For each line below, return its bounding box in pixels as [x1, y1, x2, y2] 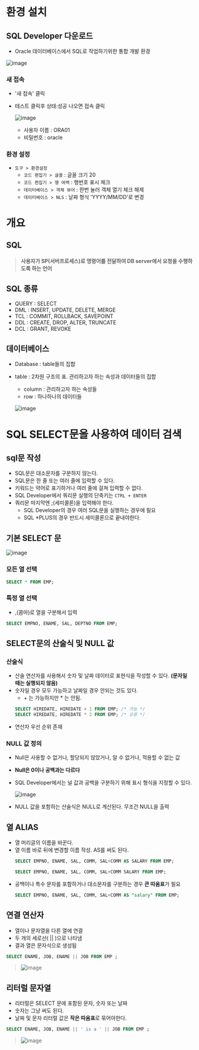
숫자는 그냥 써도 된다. [14, 1007, 64, 1014]
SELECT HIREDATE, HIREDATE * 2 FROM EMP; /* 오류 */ [14, 712, 146, 718]
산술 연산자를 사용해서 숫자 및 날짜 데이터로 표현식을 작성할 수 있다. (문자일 [14, 672, 188, 679]
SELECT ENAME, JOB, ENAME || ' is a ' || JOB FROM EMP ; [6, 1026, 150, 1032]
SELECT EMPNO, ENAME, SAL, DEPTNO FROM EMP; [6, 620, 118, 627]
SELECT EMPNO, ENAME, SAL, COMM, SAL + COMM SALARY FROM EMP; [14, 869, 166, 875]
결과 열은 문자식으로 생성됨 [14, 942, 77, 949]
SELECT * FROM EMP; [6, 579, 54, 585]
